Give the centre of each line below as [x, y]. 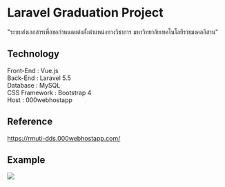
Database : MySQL [34, 85]
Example [26, 160]
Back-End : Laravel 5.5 [39, 78]
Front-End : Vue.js [33, 70]
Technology [33, 54]
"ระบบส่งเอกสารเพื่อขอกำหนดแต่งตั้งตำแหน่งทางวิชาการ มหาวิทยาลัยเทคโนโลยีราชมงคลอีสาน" [113, 32]
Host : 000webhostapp [40, 100]
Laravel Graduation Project [85, 13]
